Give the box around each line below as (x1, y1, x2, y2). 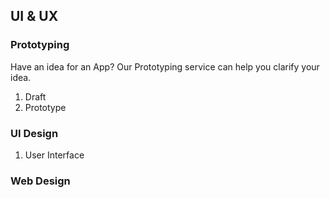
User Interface (24, 149, 85, 161)
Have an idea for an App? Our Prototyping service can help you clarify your (10, 60, 320, 73)
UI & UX (10, 8, 59, 25)
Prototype (24, 101, 67, 113)
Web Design (10, 174, 71, 188)
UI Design (10, 126, 59, 140)
